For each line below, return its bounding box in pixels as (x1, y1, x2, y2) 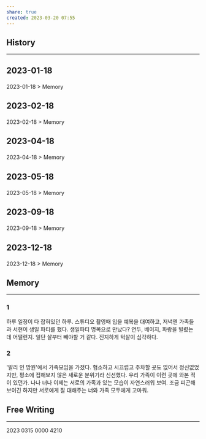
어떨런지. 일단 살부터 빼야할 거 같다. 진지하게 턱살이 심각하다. (12, 333, 158, 340)
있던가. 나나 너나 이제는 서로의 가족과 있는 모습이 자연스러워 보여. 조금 (12, 379, 180, 386)
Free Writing (6, 405, 55, 415)
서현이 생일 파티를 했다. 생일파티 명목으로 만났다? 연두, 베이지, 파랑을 (12, 326, 178, 333)
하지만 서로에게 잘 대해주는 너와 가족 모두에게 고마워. (22, 387, 149, 394)
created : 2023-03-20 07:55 (6, 15, 75, 21)
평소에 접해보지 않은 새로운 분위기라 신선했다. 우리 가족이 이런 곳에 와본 (19, 372, 189, 379)
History (6, 37, 36, 48)
